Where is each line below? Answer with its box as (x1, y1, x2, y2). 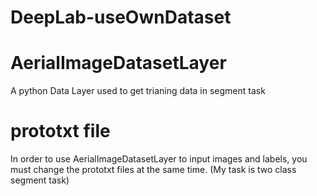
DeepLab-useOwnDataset (10, 6, 232, 29)
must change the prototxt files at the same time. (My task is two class (10, 164, 297, 176)
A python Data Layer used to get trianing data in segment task (10, 85, 266, 97)
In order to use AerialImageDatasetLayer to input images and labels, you (10, 153, 308, 165)
